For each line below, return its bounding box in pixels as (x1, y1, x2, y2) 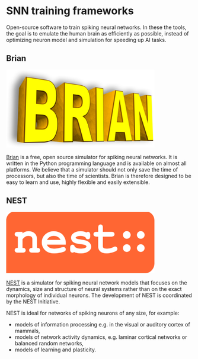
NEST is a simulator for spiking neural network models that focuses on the (6, 279, 187, 286)
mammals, (14, 327, 40, 334)
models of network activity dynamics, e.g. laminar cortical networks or (14, 334, 187, 341)
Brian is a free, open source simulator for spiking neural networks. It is (6, 153, 178, 160)
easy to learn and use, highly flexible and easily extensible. (6, 179, 150, 186)
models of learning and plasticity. (14, 346, 97, 353)
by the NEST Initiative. (6, 298, 60, 305)
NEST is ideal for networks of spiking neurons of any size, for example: (6, 309, 180, 316)
